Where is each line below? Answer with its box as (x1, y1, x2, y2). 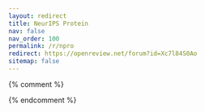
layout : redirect (8, 11, 67, 20)
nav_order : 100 (8, 34, 60, 43)
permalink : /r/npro (8, 42, 75, 50)
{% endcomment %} (8, 95, 77, 105)
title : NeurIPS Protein (8, 19, 89, 28)
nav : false (8, 27, 45, 35)
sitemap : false (8, 58, 60, 66)
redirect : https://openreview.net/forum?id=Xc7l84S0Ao (8, 50, 198, 58)
